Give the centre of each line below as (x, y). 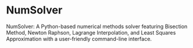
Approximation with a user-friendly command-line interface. (79, 39)
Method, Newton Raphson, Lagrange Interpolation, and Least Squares (91, 32)
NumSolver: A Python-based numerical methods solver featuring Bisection (97, 26)
